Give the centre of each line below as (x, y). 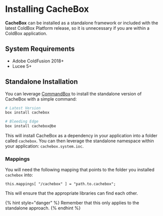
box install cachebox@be (31, 126)
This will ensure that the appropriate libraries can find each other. (72, 193)
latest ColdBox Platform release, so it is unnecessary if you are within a (77, 28)
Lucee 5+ (22, 66)
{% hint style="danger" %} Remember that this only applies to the (72, 203)
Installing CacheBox (47, 9)
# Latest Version (23, 108)
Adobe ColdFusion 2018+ (38, 61)
